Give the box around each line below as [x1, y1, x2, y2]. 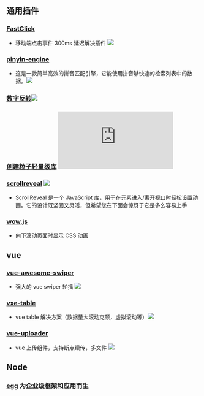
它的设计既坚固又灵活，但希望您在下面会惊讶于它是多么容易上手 [26, 202, 187, 209]
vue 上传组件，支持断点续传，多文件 [15, 344, 107, 351]
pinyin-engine [6, 55, 50, 63]
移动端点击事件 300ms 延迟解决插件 [15, 39, 106, 47]
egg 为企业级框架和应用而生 [6, 382, 89, 390]
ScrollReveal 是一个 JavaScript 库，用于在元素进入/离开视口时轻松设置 [15, 194, 193, 201]
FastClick [6, 25, 36, 33]
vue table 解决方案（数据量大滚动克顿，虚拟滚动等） [15, 313, 148, 321]
